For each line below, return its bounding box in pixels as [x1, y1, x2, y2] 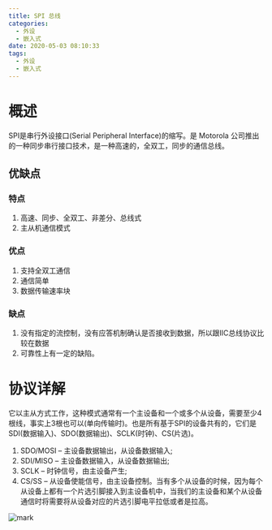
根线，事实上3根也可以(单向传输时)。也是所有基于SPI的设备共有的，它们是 [8, 418, 257, 428]
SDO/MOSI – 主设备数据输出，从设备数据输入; [19, 446, 173, 455]
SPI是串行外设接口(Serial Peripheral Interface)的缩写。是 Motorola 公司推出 [8, 131, 260, 140]
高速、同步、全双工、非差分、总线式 [19, 213, 142, 223]
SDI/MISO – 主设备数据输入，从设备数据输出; [19, 455, 170, 465]
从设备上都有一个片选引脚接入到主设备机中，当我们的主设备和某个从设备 [19, 486, 262, 496]
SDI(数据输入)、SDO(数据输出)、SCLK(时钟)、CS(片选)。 [8, 428, 199, 438]
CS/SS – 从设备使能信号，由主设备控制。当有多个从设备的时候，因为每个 [19, 476, 263, 485]
